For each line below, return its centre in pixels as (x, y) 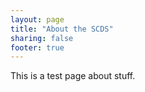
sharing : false (42, 38)
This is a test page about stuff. (73, 76)
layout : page (37, 19)
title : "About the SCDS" (62, 29)
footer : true (37, 47)
